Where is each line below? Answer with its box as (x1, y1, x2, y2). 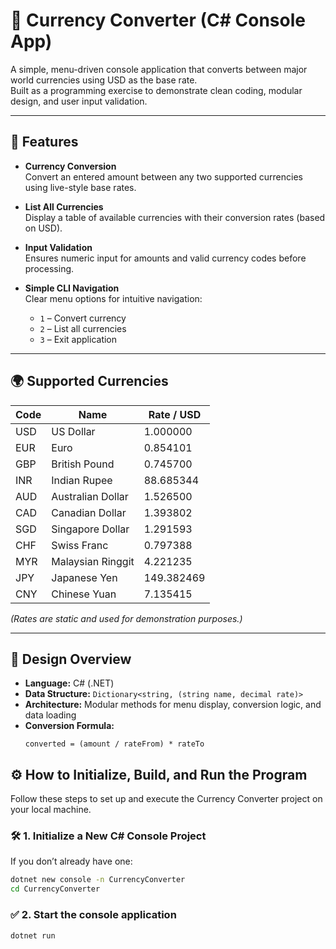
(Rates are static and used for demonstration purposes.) (10, 612, 243, 624)
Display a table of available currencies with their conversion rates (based (24, 211, 326, 223)
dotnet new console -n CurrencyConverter (10, 875, 186, 885)
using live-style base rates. (24, 181, 137, 193)
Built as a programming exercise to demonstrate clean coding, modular (10, 84, 303, 96)
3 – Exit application (39, 333, 118, 345)
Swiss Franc (51, 538, 109, 552)
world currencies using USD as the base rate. (10, 74, 198, 86)
